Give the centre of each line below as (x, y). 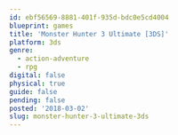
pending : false (37, 100)
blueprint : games (41, 26)
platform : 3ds (36, 42)
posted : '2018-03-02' (49, 108)
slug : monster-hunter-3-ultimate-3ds (79, 116)
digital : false (37, 75)
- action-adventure (53, 59)
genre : (21, 51)
